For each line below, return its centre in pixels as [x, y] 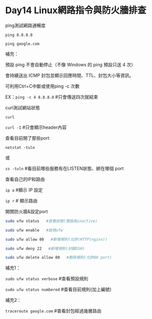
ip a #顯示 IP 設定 [24, 190]
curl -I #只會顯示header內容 [36, 127]
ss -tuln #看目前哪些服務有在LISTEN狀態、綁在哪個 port [65, 168]
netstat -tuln [20, 147]
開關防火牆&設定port [27, 211]
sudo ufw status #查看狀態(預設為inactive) [51, 221]
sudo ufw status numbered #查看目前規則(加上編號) [58, 290]
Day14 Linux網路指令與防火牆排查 [76, 10]
